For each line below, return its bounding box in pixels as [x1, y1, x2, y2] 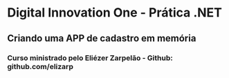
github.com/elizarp [7, 61, 74, 71]
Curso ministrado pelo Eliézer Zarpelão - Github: [7, 53, 173, 63]
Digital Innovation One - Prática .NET [7, 5, 223, 21]
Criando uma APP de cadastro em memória [7, 32, 196, 44]
